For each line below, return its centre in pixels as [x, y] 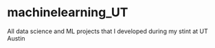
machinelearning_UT [68, 13]
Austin [16, 38]
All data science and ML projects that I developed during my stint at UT [107, 31]
